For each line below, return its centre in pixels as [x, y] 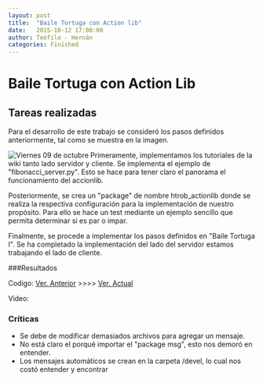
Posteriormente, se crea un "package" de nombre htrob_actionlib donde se [130, 196]
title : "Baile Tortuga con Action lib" [75, 23]
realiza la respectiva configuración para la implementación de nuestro [121, 204]
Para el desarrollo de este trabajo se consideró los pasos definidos [116, 132]
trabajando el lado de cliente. [55, 253]
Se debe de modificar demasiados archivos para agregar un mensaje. [132, 336]
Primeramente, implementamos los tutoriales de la [171, 155]
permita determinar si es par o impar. [68, 221]
